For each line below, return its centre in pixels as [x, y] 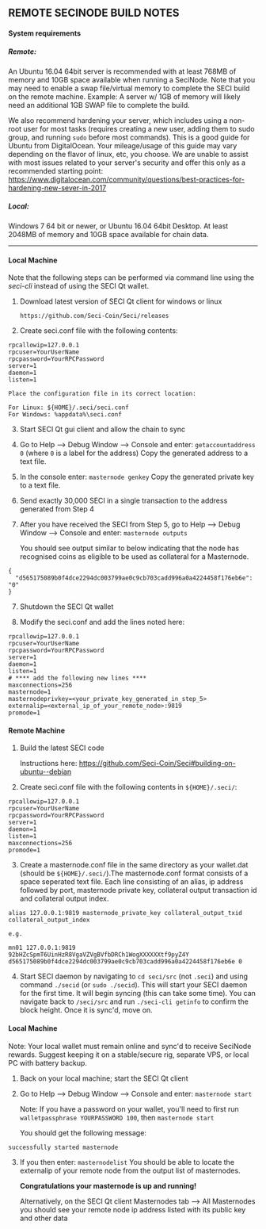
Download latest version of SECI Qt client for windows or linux [121, 301]
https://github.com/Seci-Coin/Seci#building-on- [157, 764]
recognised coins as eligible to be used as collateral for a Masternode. [134, 557]
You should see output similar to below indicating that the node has [129, 548]
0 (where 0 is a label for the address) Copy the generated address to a [134, 453]
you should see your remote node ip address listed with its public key [133, 1209]
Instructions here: [48, 764]
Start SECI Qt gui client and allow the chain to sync [103, 429]
